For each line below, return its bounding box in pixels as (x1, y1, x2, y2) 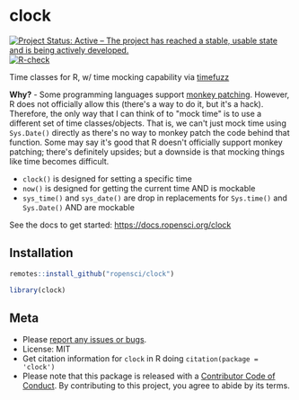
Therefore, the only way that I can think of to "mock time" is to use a (9, 108, 262, 119)
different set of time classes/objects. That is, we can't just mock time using (9, 118, 287, 129)
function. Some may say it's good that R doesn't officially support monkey (9, 137, 283, 147)
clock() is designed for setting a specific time (22, 173, 193, 184)
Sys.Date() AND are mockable (22, 201, 135, 212)
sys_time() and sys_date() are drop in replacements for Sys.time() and (22, 192, 287, 203)
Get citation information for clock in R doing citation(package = (22, 353, 259, 364)
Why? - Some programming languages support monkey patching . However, (9, 89, 290, 100)
